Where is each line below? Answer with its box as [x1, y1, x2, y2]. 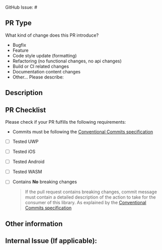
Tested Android [12, 158, 45, 165]
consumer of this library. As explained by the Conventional [25, 200, 147, 206]
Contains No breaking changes [12, 179, 77, 185]
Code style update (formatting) [12, 52, 77, 58]
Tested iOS [12, 148, 36, 155]
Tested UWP [12, 138, 39, 145]
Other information [5, 219, 63, 228]
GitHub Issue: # [5, 5, 38, 10]
